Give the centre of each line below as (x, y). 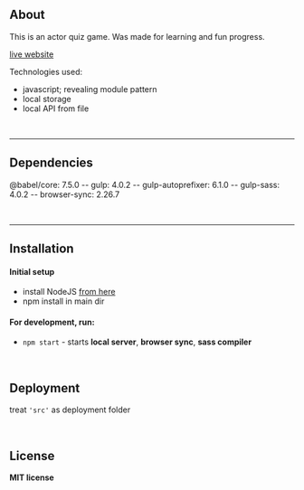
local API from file (56, 108)
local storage (47, 99)
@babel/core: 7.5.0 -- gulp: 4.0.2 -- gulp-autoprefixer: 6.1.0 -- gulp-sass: (145, 184)
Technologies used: (46, 71)
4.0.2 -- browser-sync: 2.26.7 (65, 194)
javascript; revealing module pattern (90, 89)
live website (32, 54)
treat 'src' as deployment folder (70, 410)
